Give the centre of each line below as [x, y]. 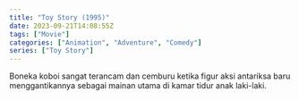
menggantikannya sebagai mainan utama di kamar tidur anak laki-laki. [138, 86]
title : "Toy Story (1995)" [60, 17]
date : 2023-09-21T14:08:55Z [62, 26]
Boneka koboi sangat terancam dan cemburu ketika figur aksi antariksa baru [150, 76]
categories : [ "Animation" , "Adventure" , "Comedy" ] [106, 42]
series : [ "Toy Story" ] [51, 51]
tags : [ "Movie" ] [39, 34]
